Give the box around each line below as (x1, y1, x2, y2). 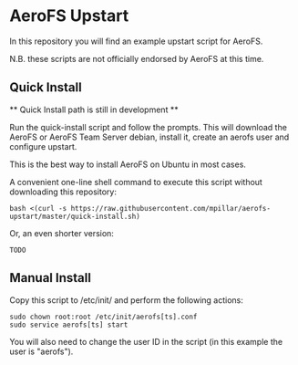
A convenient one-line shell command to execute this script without (9, 176, 262, 187)
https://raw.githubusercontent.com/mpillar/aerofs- (70, 203, 272, 213)
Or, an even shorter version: (9, 227, 114, 238)
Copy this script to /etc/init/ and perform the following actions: (9, 294, 243, 306)
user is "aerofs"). (9, 346, 74, 357)
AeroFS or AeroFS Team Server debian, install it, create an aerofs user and (9, 131, 290, 142)
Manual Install (9, 270, 91, 286)
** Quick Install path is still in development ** (9, 104, 180, 115)
